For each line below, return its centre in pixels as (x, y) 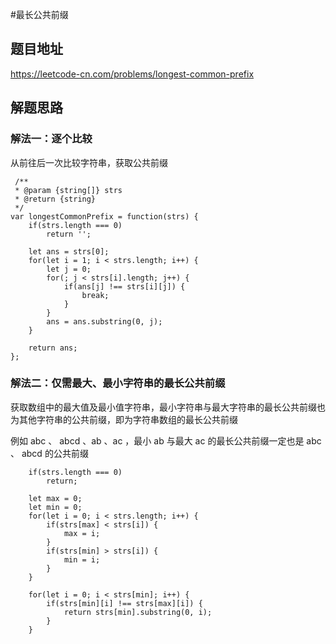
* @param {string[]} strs (68, 190)
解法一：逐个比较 (51, 139)
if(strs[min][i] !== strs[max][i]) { (124, 603)
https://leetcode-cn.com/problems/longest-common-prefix (132, 74)
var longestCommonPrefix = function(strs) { (104, 216)
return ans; (53, 348)
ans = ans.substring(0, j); (104, 321)
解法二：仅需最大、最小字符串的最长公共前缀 (118, 383)
